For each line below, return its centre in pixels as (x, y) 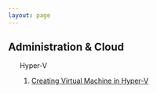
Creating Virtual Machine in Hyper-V (90, 81)
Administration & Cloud (66, 47)
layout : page (29, 15)
